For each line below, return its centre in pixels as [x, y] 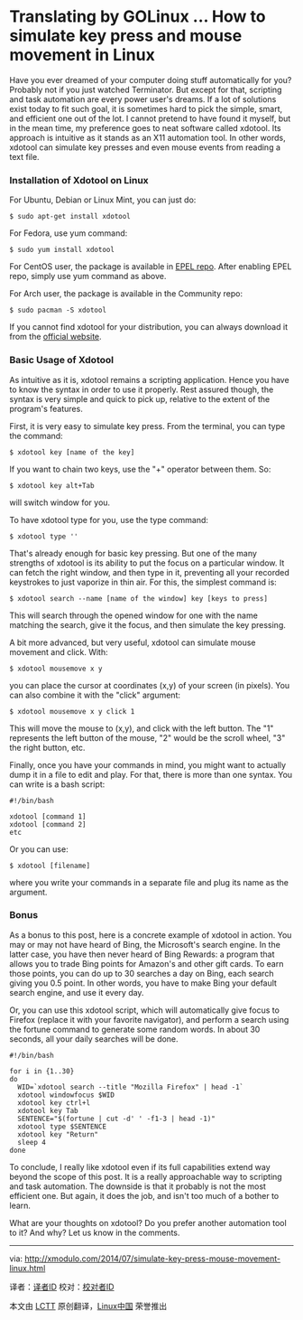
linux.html [28, 1268]
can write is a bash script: [57, 784]
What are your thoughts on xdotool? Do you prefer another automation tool [148, 1222]
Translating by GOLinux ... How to [138, 17]
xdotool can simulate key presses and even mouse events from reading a [145, 147]
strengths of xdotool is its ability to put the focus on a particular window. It [147, 563]
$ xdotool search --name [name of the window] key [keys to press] [139, 598]
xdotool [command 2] [48, 824]
